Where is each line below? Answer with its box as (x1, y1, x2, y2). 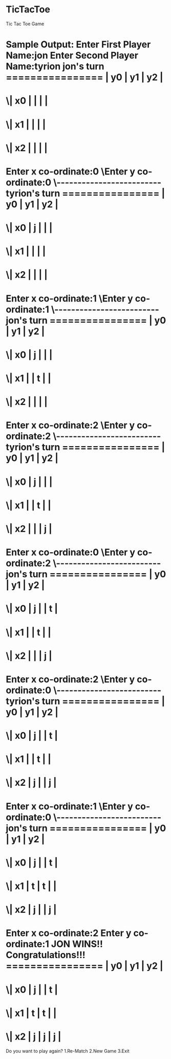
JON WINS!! (51, 938, 103, 950)
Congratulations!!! (6, 949, 86, 961)
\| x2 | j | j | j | (6, 1031, 61, 1043)
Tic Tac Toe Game (6, 21, 45, 27)
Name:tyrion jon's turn (6, 61, 104, 73)
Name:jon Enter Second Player (6, 50, 139, 61)
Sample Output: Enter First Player (6, 39, 151, 50)
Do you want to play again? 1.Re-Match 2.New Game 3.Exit (6, 1048, 130, 1054)
